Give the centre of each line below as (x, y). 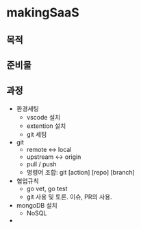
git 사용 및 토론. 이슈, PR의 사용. (69, 197)
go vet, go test (47, 188)
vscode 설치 (43, 117)
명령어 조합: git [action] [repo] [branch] (80, 172)
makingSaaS (43, 13)
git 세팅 (37, 134)
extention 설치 (46, 126)
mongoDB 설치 (37, 205)
